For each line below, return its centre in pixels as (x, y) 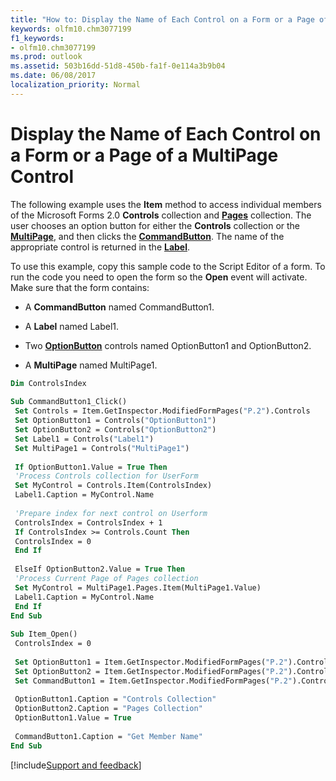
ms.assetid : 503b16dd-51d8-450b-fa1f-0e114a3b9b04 (118, 66)
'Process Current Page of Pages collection (106, 579)
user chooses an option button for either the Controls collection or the (155, 225)
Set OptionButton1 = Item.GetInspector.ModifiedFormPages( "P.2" (151, 662)
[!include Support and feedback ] (76, 765)
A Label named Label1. (72, 326)
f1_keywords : (37, 38)
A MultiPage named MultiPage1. (91, 365)
